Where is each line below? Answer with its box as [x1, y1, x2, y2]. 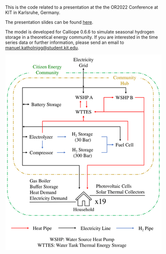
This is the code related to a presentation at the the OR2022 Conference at [5, 4, 158, 10]
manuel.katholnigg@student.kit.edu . [5, 45, 80, 50]
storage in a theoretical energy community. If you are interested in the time [5, 34, 158, 40]
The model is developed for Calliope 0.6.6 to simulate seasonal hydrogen [5, 29, 155, 34]
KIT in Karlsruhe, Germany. [5, 9, 61, 15]
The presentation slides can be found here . [5, 19, 93, 25]
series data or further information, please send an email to [5, 39, 124, 45]
